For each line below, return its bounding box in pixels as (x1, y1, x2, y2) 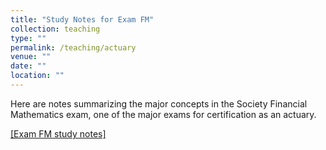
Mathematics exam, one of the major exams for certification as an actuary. (10, 108, 317, 120)
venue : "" (10, 52, 52, 62)
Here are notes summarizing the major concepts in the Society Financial (10, 97, 308, 110)
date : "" (10, 61, 47, 71)
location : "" (10, 71, 65, 81)
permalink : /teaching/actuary (10, 42, 137, 53)
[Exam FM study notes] (10, 127, 107, 140)
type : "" (10, 33, 47, 43)
